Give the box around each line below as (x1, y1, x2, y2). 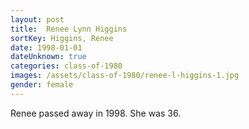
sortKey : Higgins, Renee (10, 33, 114, 43)
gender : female (10, 80, 74, 90)
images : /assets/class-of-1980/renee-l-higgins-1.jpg (10, 71, 240, 81)
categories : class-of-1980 (10, 61, 123, 71)
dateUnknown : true (10, 52, 87, 62)
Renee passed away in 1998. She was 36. (10, 107, 182, 119)
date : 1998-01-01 (10, 42, 83, 53)
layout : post (10, 14, 65, 25)
